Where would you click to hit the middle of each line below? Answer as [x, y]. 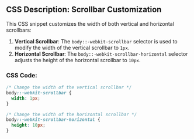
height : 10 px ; [28, 126]
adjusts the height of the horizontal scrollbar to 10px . [78, 60]
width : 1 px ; [26, 98]
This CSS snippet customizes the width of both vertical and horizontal [90, 23]
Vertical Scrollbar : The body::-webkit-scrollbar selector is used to [96, 41]
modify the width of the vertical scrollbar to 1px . [72, 48]
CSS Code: [22, 75]
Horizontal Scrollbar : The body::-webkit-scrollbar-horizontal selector [101, 54]
